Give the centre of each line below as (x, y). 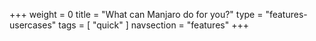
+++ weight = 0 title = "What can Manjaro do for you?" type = (136, 14)
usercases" (33, 25)
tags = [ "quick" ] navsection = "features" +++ (153, 25)
